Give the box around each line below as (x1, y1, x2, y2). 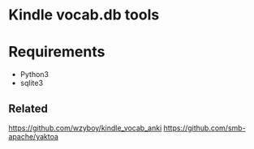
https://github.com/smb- (163, 123, 246, 133)
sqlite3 (19, 79, 43, 88)
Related (8, 101, 49, 115)
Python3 (19, 70, 49, 79)
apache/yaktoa (8, 131, 59, 141)
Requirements (8, 43, 105, 62)
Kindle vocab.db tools (8, 6, 160, 24)
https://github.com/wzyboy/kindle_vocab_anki (8, 123, 162, 133)
